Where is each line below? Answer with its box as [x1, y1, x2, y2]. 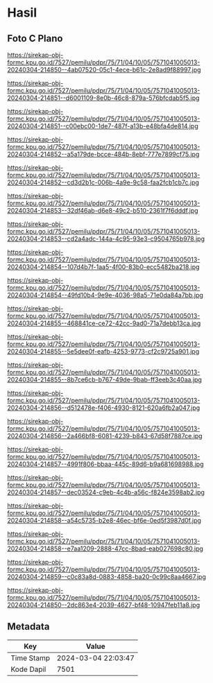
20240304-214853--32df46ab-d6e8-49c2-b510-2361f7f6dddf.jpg [7, 207, 199, 214]
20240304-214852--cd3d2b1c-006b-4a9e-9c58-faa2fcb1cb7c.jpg [7, 178, 200, 187]
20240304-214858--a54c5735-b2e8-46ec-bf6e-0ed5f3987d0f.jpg [7, 517, 201, 524]
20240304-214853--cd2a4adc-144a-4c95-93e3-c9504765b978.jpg [7, 234, 205, 243]
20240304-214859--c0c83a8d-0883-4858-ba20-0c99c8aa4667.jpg [7, 573, 207, 580]
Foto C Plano [7, 33, 63, 44]
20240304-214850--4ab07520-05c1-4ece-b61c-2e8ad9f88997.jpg [7, 66, 201, 74]
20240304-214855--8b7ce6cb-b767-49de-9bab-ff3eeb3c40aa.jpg [7, 376, 203, 383]
